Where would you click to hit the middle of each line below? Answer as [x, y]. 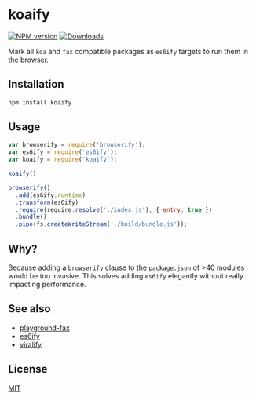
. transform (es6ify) [47, 202]
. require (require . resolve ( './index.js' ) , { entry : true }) [114, 209]
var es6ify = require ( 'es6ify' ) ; [63, 152]
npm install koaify [40, 102]
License [28, 369]
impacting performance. [47, 284]
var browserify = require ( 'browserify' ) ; [77, 145]
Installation [36, 84]
